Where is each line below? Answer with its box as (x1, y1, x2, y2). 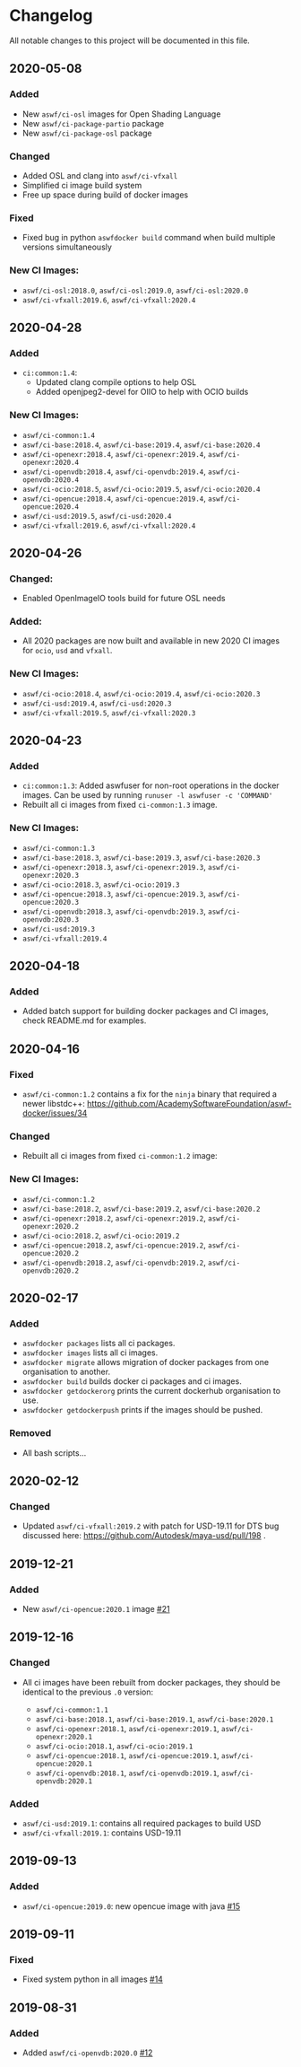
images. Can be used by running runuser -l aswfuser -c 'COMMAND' (21, 790, 273, 801)
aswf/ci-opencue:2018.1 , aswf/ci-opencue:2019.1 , (35, 1749, 219, 1760)
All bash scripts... (21, 1447, 87, 1458)
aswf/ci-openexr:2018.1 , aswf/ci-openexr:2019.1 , (35, 1722, 219, 1733)
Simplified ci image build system (21, 180, 142, 190)
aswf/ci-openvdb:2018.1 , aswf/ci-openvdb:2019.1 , (35, 1767, 219, 1778)
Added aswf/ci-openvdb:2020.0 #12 (21, 2047, 153, 2058)
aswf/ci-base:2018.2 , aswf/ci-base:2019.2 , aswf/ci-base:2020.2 (21, 1203, 261, 1213)
